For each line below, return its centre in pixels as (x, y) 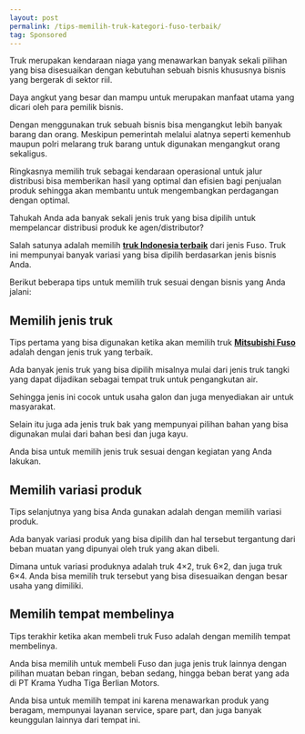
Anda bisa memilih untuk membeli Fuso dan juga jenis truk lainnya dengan (148, 663)
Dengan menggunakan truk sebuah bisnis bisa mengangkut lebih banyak (146, 125)
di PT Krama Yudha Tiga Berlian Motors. (85, 682)
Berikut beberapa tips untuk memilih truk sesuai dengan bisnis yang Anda (147, 282)
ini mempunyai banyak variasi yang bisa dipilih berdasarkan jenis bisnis (143, 255)
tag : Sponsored (38, 35)
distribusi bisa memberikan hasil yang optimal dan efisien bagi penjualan (146, 181)
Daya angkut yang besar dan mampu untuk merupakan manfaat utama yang (152, 97)
